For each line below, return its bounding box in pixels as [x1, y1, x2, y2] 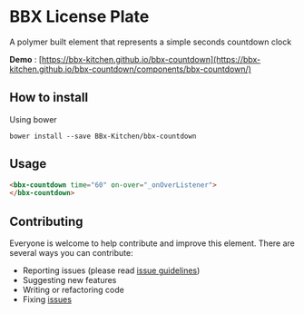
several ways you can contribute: [9, 248, 133, 259]
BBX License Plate [9, 6, 150, 27]
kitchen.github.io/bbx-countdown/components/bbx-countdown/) [9, 64, 252, 74]
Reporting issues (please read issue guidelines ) [22, 265, 201, 276]
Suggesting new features [22, 275, 117, 286]
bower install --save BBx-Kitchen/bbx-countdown [9, 132, 197, 141]
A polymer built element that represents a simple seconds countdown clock [9, 36, 292, 47]
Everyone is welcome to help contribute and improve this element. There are [9, 238, 295, 249]
